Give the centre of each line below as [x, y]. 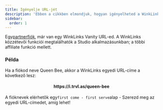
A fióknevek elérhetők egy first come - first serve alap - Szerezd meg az [80, 97]
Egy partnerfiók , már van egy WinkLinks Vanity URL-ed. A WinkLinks [73, 37]
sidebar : [14, 18]
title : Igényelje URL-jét [31, 9]
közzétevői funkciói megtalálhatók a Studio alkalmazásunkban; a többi [75, 42]
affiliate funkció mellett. [28, 47]
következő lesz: [21, 75]
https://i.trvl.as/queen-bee [81, 86]
